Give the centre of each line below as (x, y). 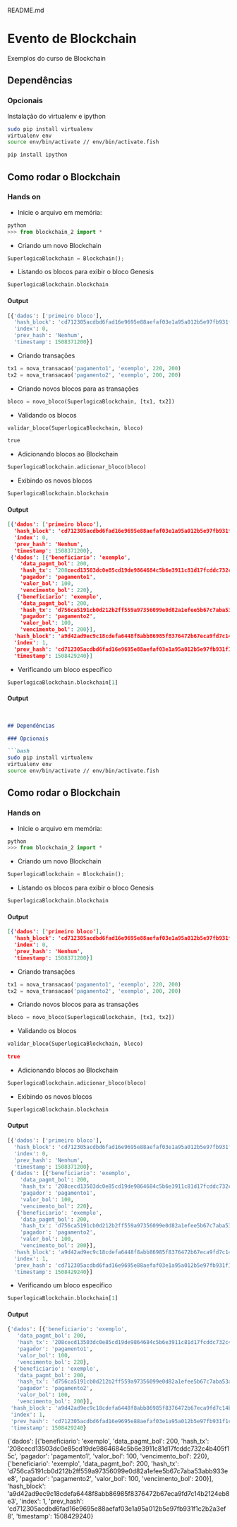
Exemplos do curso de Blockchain (56, 58)
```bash (19, 751)
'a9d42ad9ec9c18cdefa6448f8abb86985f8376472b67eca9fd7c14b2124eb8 (119, 1494)
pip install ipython (38, 155)
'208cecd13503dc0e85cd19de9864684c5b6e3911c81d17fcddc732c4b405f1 (119, 1449)
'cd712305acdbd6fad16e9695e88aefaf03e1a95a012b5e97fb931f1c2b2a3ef (117, 1509)
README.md (26, 10)
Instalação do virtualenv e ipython (56, 116)
